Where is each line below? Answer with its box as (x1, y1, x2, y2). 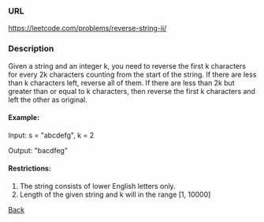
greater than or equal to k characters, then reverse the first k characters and (8, 86, 256, 96)
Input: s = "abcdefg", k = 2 (8, 130, 95, 140)
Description (8, 43, 54, 55)
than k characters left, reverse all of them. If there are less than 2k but (8, 77, 235, 88)
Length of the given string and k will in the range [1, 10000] (19, 190, 211, 199)
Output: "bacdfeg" (8, 145, 69, 155)
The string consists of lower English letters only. (19, 182, 176, 190)
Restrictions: (8, 164, 51, 173)
